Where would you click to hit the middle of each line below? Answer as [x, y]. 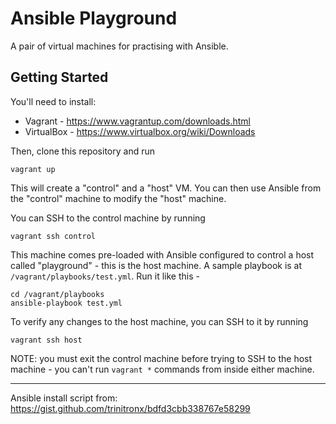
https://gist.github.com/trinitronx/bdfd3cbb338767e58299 [130, 408]
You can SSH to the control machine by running [108, 218]
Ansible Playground [94, 18]
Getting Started [59, 77]
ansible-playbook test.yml [66, 303]
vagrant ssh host [46, 340]
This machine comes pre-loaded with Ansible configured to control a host [162, 254]
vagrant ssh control [53, 236]
